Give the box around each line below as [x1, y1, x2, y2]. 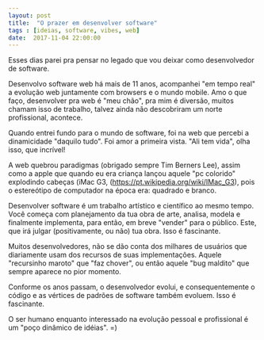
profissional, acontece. [8, 113, 83, 123]
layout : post [8, 11, 52, 20]
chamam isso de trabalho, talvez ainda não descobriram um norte [8, 105, 223, 114]
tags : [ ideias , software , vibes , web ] [8, 26, 140, 34]
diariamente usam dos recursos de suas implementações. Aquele [8, 250, 222, 260]
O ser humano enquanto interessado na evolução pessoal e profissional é [8, 315, 248, 324]
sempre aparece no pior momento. [8, 267, 121, 277]
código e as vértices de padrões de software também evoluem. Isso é [8, 291, 236, 300]
